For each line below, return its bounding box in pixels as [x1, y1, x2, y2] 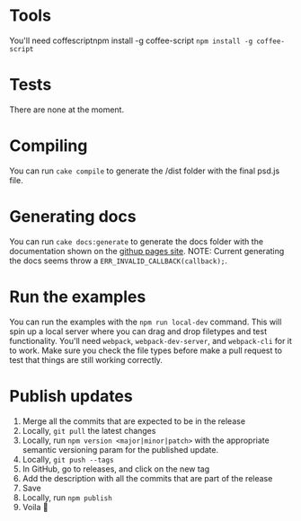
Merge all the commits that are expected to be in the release [22, 415, 245, 427]
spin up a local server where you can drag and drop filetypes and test [9, 325, 268, 337]
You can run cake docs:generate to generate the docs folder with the [9, 235, 263, 247]
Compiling [9, 136, 88, 156]
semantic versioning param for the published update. [22, 444, 219, 455]
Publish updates [9, 385, 133, 406]
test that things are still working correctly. [9, 354, 164, 365]
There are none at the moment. [9, 104, 124, 115]
